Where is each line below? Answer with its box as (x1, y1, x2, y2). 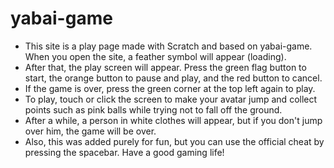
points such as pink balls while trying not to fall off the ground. (24, 103, 283, 116)
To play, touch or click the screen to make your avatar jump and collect (24, 93, 318, 105)
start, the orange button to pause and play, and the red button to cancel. (24, 72, 323, 84)
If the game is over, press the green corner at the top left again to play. (24, 82, 316, 94)
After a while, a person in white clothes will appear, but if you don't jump (24, 114, 323, 126)
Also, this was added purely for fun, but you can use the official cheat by (24, 135, 325, 147)
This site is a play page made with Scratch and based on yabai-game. (24, 40, 313, 52)
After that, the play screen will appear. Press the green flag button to (24, 61, 307, 73)
